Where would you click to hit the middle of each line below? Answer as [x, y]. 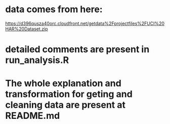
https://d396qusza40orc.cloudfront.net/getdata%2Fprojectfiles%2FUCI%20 [85, 23]
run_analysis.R [37, 60]
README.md [33, 116]
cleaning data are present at [65, 105]
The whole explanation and [63, 84]
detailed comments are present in [77, 50]
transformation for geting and [69, 94]
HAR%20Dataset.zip [27, 28]
